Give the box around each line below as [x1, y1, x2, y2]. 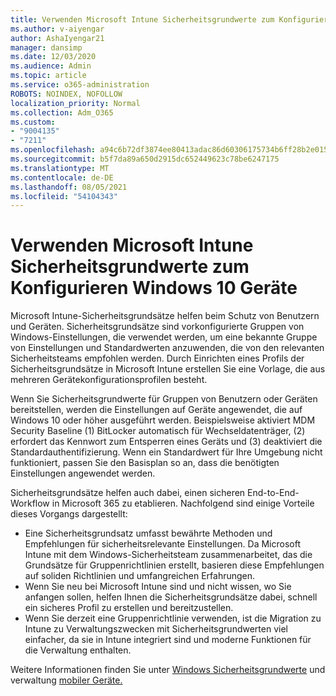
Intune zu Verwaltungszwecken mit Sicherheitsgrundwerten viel [24, 623, 288, 635]
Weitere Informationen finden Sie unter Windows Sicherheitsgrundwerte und [10, 664, 326, 676]
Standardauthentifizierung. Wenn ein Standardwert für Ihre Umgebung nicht [10, 446, 323, 458]
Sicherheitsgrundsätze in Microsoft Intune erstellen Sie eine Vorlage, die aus [10, 363, 326, 375]
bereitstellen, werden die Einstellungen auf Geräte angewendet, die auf [10, 404, 303, 416]
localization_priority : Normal [10, 98, 141, 108]
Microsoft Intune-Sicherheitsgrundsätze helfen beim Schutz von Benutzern [10, 310, 320, 322]
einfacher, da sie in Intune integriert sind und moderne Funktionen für [24, 634, 312, 646]
